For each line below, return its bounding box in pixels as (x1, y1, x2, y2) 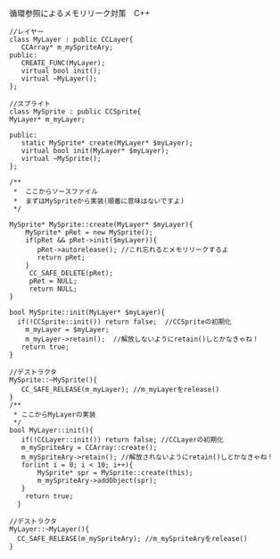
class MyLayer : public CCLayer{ (9, 35, 134, 44)
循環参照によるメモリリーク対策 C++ (9, 8, 151, 18)
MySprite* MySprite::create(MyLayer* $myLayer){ (9, 220, 194, 229)
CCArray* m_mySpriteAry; (21, 43, 114, 52)
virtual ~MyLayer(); (21, 74, 98, 83)
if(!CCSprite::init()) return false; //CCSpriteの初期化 (17, 318, 232, 326)
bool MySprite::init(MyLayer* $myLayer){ (9, 308, 166, 317)
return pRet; (37, 253, 86, 262)
